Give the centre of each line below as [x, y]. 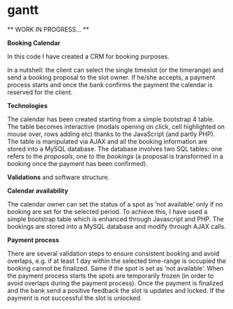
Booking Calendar [34, 43]
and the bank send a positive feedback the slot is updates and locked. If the [116, 290]
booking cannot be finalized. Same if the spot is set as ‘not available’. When [115, 268]
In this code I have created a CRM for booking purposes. [88, 56]
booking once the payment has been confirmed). [77, 163]
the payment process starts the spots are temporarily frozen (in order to [111, 276]
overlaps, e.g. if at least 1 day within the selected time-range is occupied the [117, 261]
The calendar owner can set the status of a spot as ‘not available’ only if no [115, 204]
